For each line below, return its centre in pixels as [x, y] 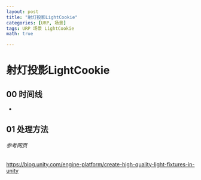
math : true [20, 34]
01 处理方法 [28, 129]
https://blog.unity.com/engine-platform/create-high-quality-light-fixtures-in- [100, 164]
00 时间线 [25, 94]
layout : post [22, 12]
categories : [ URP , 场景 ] [36, 23]
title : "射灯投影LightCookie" [42, 17]
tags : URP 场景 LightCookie [40, 28]
